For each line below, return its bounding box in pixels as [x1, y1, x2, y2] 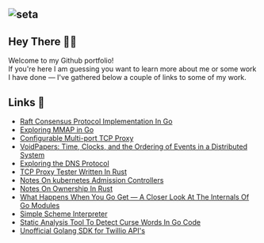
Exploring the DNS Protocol [19, 159, 109, 169]
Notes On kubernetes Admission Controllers [19, 176, 164, 185]
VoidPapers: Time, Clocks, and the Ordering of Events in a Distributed [19, 142, 248, 151]
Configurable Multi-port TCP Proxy [19, 134, 134, 143]
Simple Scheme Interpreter [19, 209, 109, 218]
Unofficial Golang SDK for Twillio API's [19, 226, 145, 236]
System [19, 150, 45, 160]
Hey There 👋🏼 [8, 35, 78, 48]
